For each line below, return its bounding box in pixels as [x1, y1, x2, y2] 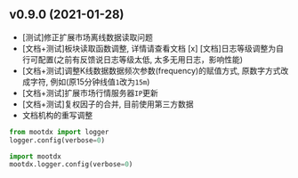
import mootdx [9, 151, 62, 161]
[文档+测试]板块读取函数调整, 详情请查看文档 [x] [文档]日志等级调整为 [21, 43, 277, 53]
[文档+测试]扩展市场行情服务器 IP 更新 [21, 87, 158, 98]
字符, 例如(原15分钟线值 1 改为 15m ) [29, 76, 150, 87]
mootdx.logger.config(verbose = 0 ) [9, 160, 133, 169]
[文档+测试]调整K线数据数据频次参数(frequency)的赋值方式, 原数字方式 [21, 65, 282, 76]
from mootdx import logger [9, 127, 109, 136]
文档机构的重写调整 [21, 109, 93, 120]
